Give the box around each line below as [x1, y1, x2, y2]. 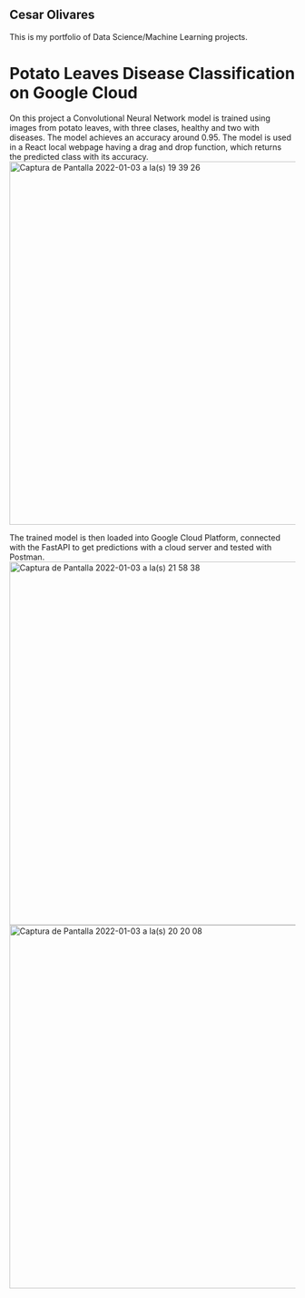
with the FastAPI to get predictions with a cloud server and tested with [9, 541, 272, 552]
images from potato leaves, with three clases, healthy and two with [9, 122, 261, 133]
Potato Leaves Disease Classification [9, 64, 295, 84]
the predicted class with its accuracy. [9, 151, 149, 162]
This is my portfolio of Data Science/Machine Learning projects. [9, 31, 248, 42]
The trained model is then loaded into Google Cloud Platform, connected [9, 531, 281, 543]
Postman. [9, 551, 45, 562]
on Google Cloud [9, 83, 138, 103]
